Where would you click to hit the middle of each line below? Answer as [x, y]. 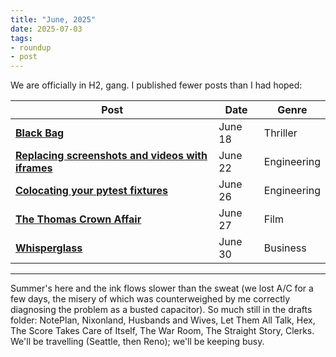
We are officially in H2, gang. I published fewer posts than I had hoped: [156, 85]
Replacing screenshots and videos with [111, 156]
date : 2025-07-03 [46, 29]
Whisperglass [49, 248]
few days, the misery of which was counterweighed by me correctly [150, 299]
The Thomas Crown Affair [78, 219]
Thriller [280, 133]
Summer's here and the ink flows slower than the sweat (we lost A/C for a [162, 288]
